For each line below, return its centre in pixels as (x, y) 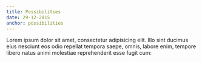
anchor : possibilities (35, 23)
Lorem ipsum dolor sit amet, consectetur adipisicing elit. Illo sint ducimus (97, 40)
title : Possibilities (34, 12)
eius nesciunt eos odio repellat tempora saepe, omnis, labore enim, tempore (101, 46)
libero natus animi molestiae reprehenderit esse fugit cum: (79, 53)
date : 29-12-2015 (28, 17)
